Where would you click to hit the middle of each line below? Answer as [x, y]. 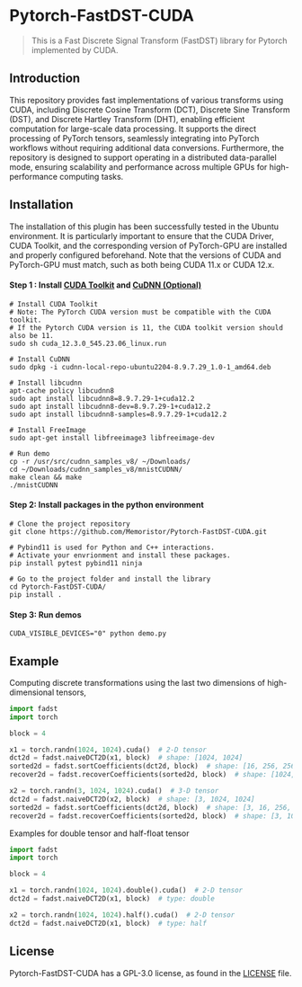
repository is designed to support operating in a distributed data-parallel [143, 157]
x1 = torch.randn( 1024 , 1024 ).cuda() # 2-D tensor [108, 750]
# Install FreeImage [48, 430]
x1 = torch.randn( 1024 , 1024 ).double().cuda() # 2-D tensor [126, 891]
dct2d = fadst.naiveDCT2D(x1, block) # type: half [108, 923]
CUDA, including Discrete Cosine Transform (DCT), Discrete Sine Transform [150, 110]
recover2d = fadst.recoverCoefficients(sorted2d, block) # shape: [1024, [152, 775]
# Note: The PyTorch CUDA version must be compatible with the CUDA [140, 312]
